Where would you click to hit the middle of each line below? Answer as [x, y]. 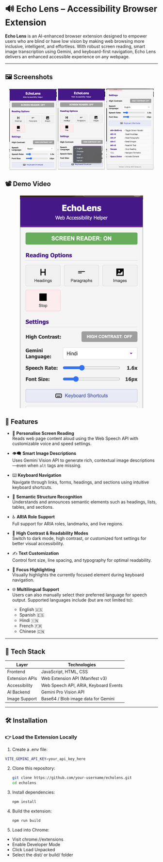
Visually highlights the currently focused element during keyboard [78, 575]
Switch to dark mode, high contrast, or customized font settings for [79, 538]
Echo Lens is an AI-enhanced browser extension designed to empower [76, 36]
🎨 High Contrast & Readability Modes [50, 533]
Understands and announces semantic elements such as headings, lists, [84, 502]
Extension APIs [22, 678]
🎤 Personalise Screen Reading [43, 433]
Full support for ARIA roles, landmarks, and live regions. [68, 524]
